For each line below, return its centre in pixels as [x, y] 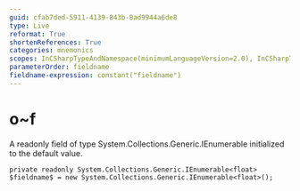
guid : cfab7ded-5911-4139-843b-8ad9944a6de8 [93, 17]
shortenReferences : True [55, 42]
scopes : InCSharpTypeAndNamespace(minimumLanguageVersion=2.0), [131, 59]
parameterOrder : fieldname [59, 68]
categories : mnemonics [51, 51]
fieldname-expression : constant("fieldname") [95, 76]
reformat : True [37, 34]
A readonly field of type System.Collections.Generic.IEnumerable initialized [147, 144]
